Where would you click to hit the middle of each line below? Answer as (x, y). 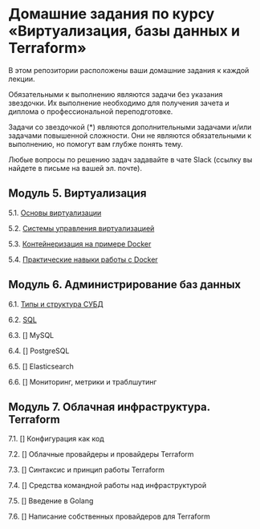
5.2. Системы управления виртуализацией (81, 228)
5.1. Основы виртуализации (55, 213)
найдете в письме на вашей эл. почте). (75, 168)
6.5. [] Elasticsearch (41, 366)
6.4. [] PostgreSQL (39, 351)
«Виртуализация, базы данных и (124, 31)
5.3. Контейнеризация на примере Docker (80, 244)
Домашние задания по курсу (112, 14)
